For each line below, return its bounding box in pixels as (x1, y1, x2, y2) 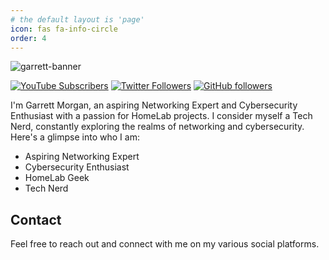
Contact (10, 211, 62, 228)
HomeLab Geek (24, 172, 90, 184)
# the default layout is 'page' (10, 14, 145, 25)
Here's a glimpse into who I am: (10, 131, 140, 143)
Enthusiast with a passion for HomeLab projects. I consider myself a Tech (10, 110, 313, 122)
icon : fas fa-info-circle (10, 24, 118, 34)
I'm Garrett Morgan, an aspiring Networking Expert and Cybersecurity (10, 99, 298, 111)
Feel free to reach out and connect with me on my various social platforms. (10, 238, 320, 250)
